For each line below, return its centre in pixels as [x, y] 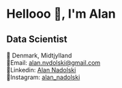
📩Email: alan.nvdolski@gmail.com [54, 63]
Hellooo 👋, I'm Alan [61, 14]
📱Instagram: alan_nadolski [43, 77]
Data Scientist [37, 39]
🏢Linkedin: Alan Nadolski [41, 70]
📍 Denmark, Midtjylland [39, 55]
